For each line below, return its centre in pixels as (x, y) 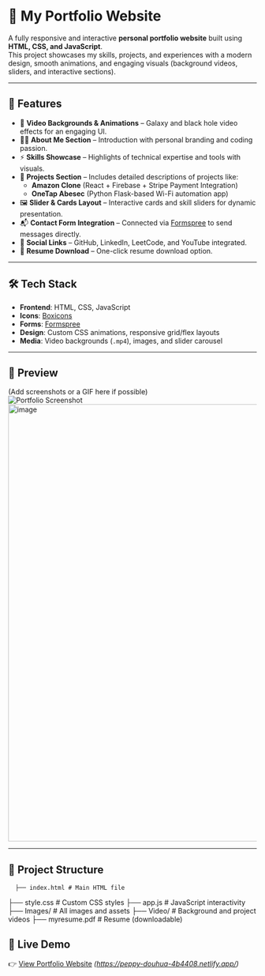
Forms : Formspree (50, 324)
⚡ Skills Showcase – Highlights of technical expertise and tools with (130, 156)
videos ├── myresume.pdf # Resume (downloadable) (95, 919)
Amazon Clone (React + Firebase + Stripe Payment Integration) (134, 185)
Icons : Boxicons (46, 315)
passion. (34, 148)
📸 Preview (33, 373)
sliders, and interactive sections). (62, 71)
